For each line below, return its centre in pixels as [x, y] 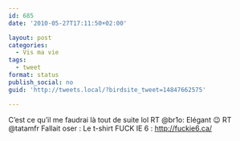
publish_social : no [41, 82]
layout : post [30, 38]
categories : [28, 45]
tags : [17, 60]
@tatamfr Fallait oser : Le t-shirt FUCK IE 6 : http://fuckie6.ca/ [110, 128]
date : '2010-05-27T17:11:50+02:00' [68, 23]
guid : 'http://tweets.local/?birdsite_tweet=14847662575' [107, 90]
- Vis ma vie [37, 53]
